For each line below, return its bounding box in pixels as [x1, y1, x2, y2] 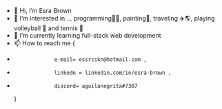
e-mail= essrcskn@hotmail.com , [54, 56, 147, 63]
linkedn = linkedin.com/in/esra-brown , [54, 69, 172, 76]
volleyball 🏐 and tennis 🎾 [13, 24, 84, 32]
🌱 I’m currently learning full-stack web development [13, 32, 161, 39]
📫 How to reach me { [13, 39, 76, 47]
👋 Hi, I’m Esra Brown [13, 7, 72, 14]
